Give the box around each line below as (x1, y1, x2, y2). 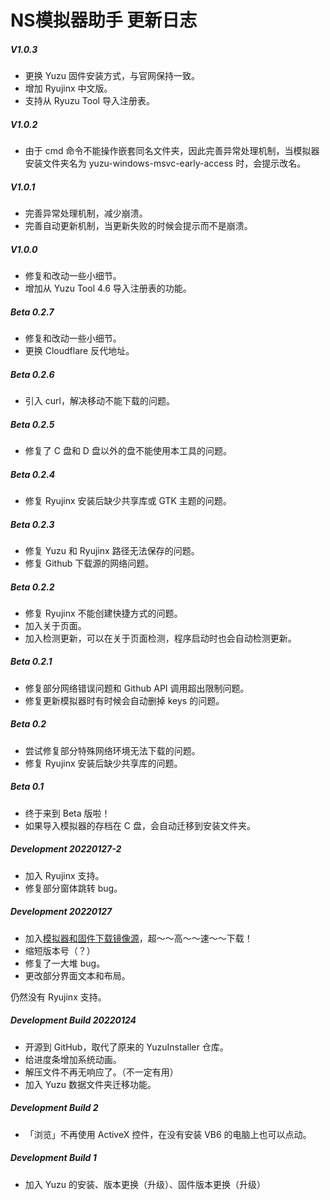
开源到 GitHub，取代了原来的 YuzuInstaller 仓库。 (24, 1041, 229, 1053)
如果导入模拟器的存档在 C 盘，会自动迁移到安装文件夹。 (24, 819, 256, 831)
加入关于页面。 (24, 619, 87, 631)
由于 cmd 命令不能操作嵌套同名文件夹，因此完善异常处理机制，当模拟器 (24, 145, 320, 157)
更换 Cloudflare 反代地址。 (24, 345, 135, 357)
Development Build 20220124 (10, 1014, 137, 1026)
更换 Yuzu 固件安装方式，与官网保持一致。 (24, 70, 200, 82)
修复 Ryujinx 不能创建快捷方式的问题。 (24, 607, 183, 619)
